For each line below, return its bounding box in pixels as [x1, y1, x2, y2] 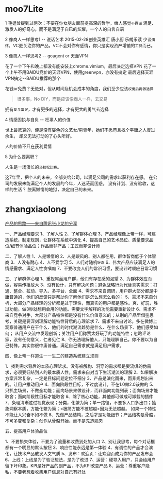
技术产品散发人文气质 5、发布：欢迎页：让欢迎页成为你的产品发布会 [17, 450, 154, 456]
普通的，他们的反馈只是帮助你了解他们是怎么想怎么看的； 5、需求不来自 [9, 294, 154, 300]
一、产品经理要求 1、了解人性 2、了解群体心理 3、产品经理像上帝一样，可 [5, 231, 152, 237]
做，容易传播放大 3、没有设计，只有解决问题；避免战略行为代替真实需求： [5, 282, 154, 288]
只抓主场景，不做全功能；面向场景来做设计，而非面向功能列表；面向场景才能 [5, 387, 158, 393]
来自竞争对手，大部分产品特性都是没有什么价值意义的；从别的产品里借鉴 [5, 312, 149, 318]
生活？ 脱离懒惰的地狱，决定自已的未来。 [13, 186, 96, 192]
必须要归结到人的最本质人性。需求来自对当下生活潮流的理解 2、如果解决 [13, 369, 158, 375]
